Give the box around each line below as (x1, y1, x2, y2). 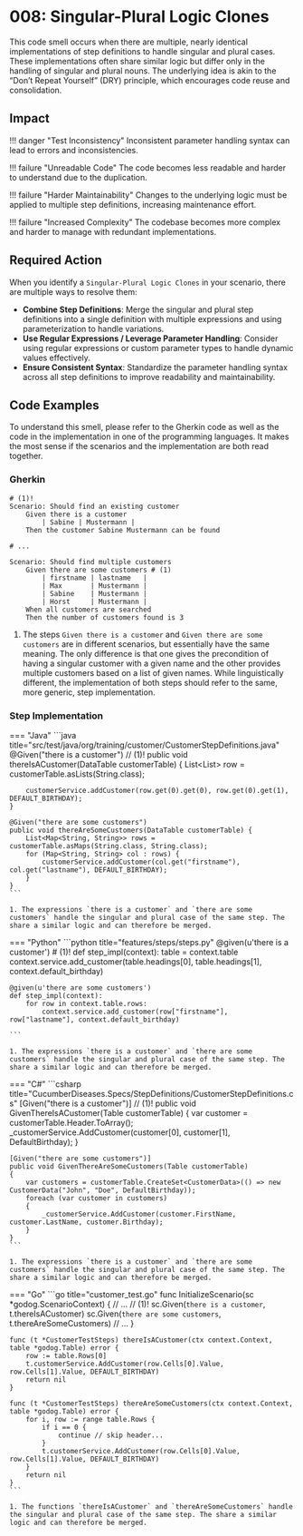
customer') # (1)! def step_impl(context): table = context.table (9, 946, 239, 957)
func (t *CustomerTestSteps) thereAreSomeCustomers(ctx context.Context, (9, 1399, 294, 1408)
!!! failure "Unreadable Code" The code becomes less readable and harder (9, 161, 287, 173)
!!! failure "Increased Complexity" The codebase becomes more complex (9, 216, 281, 228)
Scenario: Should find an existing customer (9, 502, 180, 511)
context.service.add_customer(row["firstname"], (42, 1007, 229, 1016)
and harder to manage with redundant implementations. (9, 226, 217, 237)
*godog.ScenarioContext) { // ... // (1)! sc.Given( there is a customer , (9, 1298, 266, 1309)
